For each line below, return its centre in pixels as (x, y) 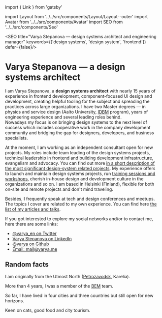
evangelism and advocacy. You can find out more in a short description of (80, 163)
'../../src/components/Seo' (32, 27)
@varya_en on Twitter (34, 233)
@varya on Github (31, 244)
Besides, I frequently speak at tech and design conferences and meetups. (80, 199)
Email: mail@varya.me (35, 249)
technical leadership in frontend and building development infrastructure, (79, 158)
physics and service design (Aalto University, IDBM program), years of (77, 112)
